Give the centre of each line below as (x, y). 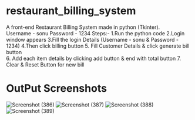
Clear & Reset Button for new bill (45, 64)
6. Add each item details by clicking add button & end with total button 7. (93, 58)
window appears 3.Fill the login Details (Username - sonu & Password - (93, 39)
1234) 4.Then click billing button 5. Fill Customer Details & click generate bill (98, 46)
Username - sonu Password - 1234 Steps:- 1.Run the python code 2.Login (95, 33)
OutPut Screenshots (57, 89)
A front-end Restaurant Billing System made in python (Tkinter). (83, 27)
